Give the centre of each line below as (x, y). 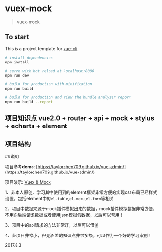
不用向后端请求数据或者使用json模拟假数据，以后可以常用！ (65, 215)
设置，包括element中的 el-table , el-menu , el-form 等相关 (59, 198)
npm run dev (17, 76)
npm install (17, 62)
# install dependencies (29, 58)
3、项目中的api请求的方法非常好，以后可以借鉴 (52, 225)
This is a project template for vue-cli (41, 48)
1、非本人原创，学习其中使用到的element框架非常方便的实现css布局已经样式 (81, 192)
